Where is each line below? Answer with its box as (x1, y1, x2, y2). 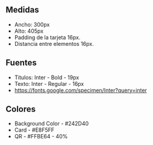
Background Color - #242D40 (14, 120, 89, 127)
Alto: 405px (14, 27, 43, 34)
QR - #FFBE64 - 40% (14, 133, 68, 140)
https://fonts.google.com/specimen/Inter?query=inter (14, 86, 147, 94)
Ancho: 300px (14, 21, 50, 28)
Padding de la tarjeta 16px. (14, 33, 81, 41)
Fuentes (5, 57, 37, 68)
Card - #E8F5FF (14, 126, 55, 134)
